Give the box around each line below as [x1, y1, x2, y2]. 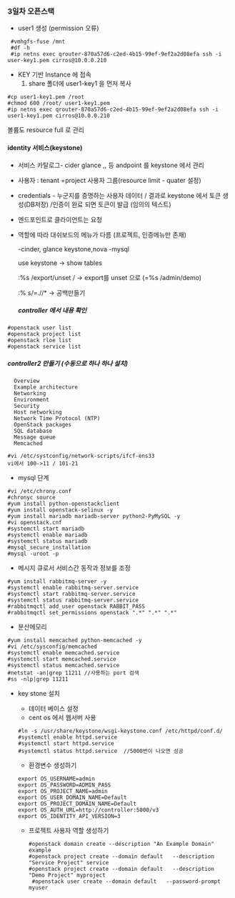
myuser [28, 884, 49, 892]
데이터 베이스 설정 [28, 704, 79, 713]
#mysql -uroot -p [7, 550, 59, 558]
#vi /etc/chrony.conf [7, 488, 72, 495]
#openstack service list [7, 343, 81, 351]
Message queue [14, 434, 56, 441]
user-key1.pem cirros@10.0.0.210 [7, 57, 107, 64]
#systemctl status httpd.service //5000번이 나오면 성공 [17, 748, 184, 755]
